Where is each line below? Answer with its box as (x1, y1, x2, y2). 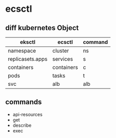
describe (12, 122, 32, 128)
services (52, 56, 73, 62)
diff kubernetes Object (5, 24, 79, 32)
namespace (8, 47, 36, 54)
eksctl (20, 39, 36, 45)
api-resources (12, 111, 42, 118)
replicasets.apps (8, 56, 48, 62)
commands (5, 98, 42, 106)
